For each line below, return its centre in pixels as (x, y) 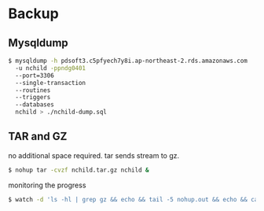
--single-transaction (51, 83)
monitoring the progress (47, 185)
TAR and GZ (38, 137)
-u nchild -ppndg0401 (51, 68)
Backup (33, 14)
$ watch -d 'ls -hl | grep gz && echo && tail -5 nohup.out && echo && (128, 199)
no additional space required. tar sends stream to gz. (94, 155)
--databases (35, 105)
